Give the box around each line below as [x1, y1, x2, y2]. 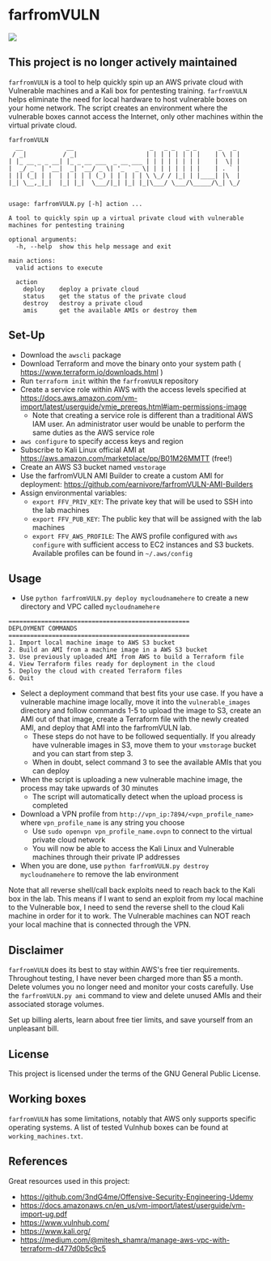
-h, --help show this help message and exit [15, 242, 172, 251]
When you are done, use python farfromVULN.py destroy [19, 861, 210, 871]
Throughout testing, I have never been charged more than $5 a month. [8, 974, 243, 983]
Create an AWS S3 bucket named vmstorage [19, 462, 167, 471]
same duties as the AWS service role [32, 428, 155, 437]
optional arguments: [8, 235, 78, 243]
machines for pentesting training [8, 221, 125, 229]
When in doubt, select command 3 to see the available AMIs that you [32, 757, 262, 768]
